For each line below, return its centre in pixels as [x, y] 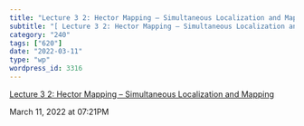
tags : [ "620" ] [36, 43]
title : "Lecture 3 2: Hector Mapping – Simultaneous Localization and [145, 18]
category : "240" [40, 34]
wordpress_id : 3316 [46, 69]
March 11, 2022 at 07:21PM [59, 111]
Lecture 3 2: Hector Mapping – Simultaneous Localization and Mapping [142, 94]
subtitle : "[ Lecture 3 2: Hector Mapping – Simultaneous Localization [147, 26]
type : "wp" [30, 60]
